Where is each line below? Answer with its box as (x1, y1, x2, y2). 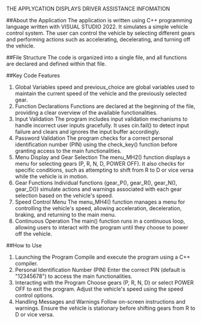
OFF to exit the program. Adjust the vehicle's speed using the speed (14, 285, 184, 292)
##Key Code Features (6, 72, 60, 79)
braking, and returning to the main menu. (14, 211, 116, 218)
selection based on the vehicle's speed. (14, 192, 113, 199)
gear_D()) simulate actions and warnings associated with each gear (14, 186, 182, 193)
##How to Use (6, 242, 42, 249)
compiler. (14, 260, 38, 267)
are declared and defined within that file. (6, 60, 107, 67)
